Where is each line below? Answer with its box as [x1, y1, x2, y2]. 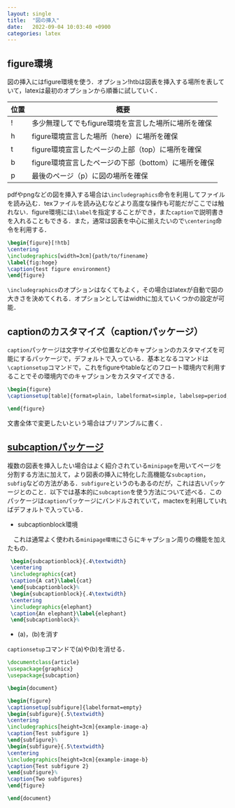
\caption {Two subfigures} [7, 776, 83, 783]
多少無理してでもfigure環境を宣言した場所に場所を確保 [31, 119, 212, 128]
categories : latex [7, 29, 61, 37]
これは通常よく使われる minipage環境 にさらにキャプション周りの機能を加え [13, 535, 227, 543]
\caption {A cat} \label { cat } [10, 577, 92, 585]
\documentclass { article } [7, 659, 80, 666]
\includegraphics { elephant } [10, 603, 92, 611]
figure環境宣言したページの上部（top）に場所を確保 [31, 145, 202, 154]
